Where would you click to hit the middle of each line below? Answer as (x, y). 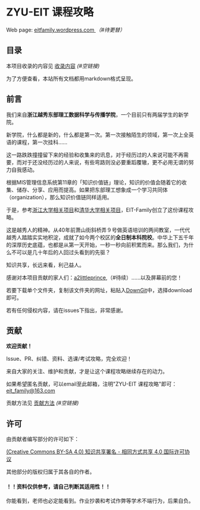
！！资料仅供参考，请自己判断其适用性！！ (58, 486)
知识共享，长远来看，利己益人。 (45, 265)
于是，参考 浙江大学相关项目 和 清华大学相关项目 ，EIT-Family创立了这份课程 (97, 209)
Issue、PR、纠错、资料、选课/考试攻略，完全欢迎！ (69, 359)
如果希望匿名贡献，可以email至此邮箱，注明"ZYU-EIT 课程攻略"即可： (92, 384)
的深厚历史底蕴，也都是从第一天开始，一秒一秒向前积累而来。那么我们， (95, 245)
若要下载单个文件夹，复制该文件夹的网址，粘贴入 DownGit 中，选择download (99, 290)
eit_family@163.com (31, 391)
